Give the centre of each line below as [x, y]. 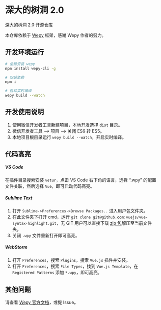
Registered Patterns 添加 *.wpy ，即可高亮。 [57, 273]
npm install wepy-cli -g [30, 69]
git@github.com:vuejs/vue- [121, 217]
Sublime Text [19, 198]
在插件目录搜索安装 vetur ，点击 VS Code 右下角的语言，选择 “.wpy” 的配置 [81, 180]
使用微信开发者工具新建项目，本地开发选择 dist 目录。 [67, 125]
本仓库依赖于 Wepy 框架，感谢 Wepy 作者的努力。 [56, 35]
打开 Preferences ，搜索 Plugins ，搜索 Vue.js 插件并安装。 [71, 260]
